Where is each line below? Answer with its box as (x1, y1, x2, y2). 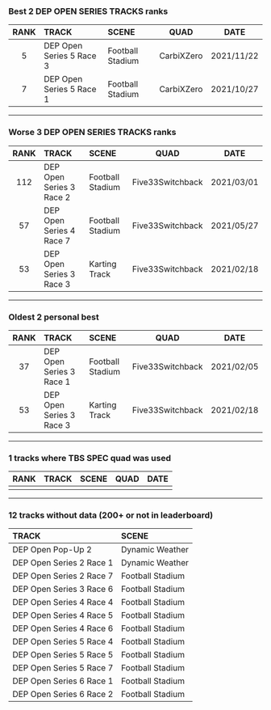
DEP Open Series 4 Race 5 (12, 610, 114, 621)
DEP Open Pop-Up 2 (12, 544, 93, 556)
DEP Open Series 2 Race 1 (12, 557, 114, 568)
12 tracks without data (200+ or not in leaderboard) (8, 509, 214, 521)
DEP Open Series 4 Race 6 (12, 623, 114, 634)
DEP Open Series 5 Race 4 (12, 636, 114, 648)
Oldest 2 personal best (8, 311, 99, 323)
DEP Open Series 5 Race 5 (12, 649, 114, 661)
